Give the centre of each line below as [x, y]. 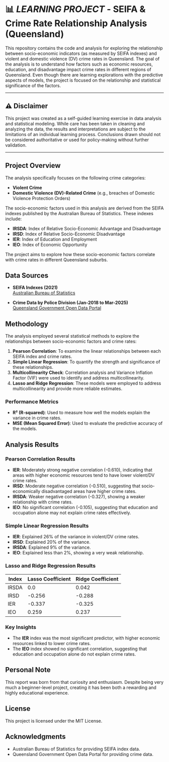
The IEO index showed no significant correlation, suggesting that [80, 649]
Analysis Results [32, 444]
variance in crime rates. [37, 418]
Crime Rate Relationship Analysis [76, 23]
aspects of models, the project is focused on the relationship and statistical [83, 80]
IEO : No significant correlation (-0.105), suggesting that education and [85, 507]
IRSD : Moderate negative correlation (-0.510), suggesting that [76, 486]
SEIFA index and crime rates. [42, 357]
